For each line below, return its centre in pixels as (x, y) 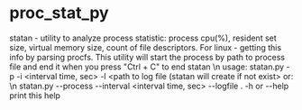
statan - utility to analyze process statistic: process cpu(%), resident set (143, 38)
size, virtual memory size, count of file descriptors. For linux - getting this (146, 47)
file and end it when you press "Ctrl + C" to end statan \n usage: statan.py (147, 67)
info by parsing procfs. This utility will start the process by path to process (147, 57)
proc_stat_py (59, 13)
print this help (35, 95)
